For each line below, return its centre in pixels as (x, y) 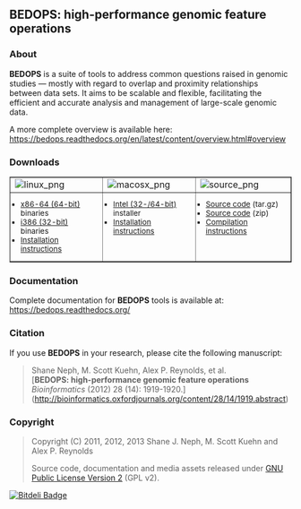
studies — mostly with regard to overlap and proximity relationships (134, 83)
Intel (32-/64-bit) (145, 204)
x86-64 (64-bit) (51, 204)
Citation (27, 333)
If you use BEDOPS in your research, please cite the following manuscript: (146, 352)
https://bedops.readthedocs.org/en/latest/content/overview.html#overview (148, 139)
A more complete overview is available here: (91, 129)
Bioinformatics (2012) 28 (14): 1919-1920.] (108, 389)
